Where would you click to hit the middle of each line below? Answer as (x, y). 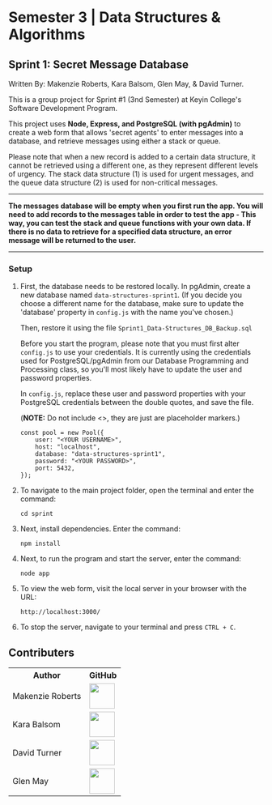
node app (35, 574)
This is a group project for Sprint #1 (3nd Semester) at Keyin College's (125, 100)
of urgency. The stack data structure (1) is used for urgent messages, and (131, 174)
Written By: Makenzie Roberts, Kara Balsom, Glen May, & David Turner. (126, 84)
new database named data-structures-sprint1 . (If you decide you (131, 295)
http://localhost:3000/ (60, 612)
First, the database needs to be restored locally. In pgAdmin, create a (135, 287)
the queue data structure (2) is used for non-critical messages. (113, 183)
